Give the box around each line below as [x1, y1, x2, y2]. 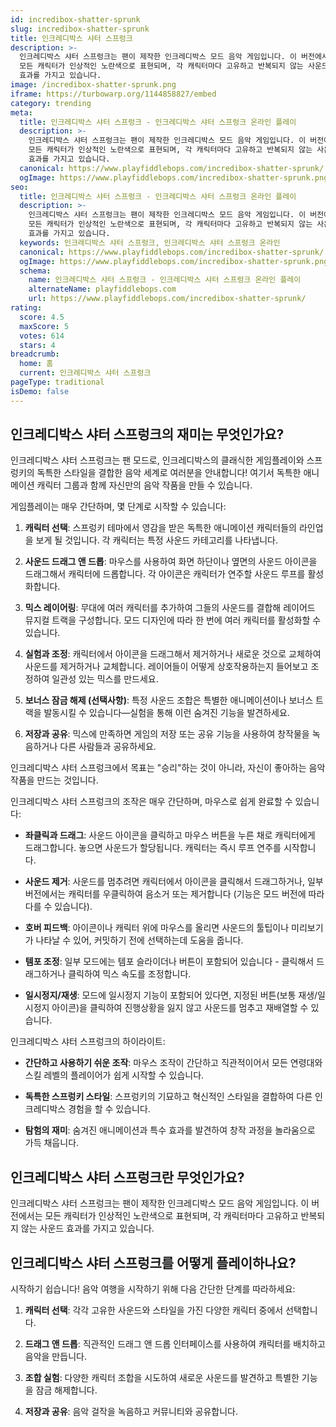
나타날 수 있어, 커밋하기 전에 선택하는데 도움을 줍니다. [35, 934, 244, 946]
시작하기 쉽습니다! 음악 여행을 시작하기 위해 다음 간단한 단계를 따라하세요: [10, 1283, 296, 1295]
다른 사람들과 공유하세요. [59, 741, 157, 753]
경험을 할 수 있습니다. [68, 1103, 151, 1115]
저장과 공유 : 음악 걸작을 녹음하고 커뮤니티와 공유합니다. [24, 1406, 238, 1418]
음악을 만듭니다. [24, 1351, 87, 1363]
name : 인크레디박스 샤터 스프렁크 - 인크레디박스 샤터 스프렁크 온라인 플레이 [28, 275, 302, 285]
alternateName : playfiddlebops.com [28, 284, 177, 295]
